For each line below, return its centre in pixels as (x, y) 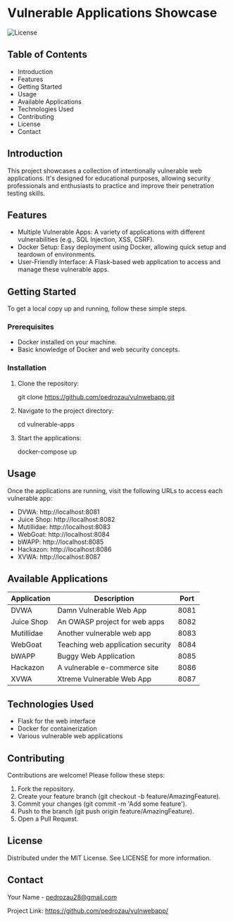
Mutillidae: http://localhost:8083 (64, 527)
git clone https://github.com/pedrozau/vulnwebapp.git (96, 397)
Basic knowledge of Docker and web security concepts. (99, 349)
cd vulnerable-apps (46, 424)
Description (114, 599)
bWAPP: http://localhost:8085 (61, 542)
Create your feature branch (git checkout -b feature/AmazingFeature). (119, 797)
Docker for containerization (57, 729)
